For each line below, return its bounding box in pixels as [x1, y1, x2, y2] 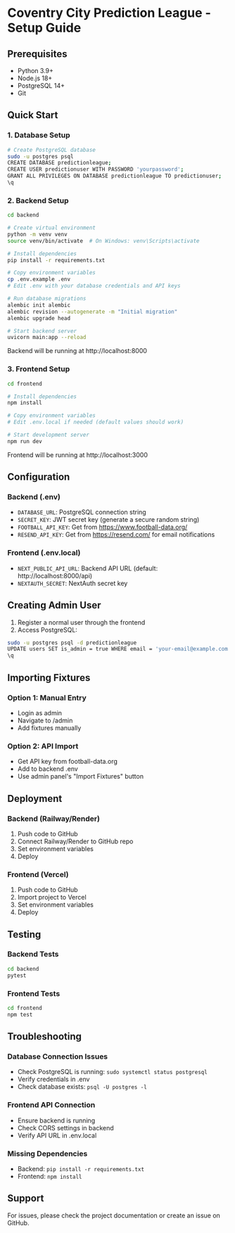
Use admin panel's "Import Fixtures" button [17, 772, 144, 781]
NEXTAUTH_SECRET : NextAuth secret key [17, 579, 128, 587]
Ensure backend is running [17, 1116, 96, 1125]
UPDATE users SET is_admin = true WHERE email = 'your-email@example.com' [7, 646, 231, 653]
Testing [7, 928, 42, 940]
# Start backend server [7, 327, 77, 335]
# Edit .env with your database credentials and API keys [7, 283, 181, 290]
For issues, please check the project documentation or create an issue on [7, 1211, 220, 1220]
